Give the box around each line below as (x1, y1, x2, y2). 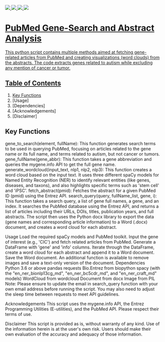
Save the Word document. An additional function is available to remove (5, 254, 149, 260)
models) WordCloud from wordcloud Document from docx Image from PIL (5, 276, 155, 281)
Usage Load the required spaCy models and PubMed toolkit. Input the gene (5, 234, 159, 240)
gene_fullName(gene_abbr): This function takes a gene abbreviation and (5, 156, 152, 162)
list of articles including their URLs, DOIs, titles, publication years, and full (5, 208, 154, 214)
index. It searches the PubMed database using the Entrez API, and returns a (5, 203, 159, 209)
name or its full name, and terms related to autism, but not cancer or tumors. (5, 151, 160, 157)
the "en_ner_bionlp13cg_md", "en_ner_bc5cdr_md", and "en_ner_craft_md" (5, 270, 157, 276)
